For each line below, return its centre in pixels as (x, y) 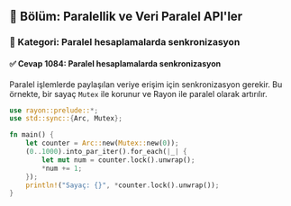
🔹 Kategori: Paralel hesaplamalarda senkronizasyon (125, 42)
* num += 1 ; (62, 168)
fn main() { (32, 135)
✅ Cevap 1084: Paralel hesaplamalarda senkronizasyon (115, 63)
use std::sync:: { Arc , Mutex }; (66, 119)
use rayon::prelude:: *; (54, 110)
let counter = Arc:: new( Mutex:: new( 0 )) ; (102, 143)
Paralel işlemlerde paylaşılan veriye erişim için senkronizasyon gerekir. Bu (146, 84)
